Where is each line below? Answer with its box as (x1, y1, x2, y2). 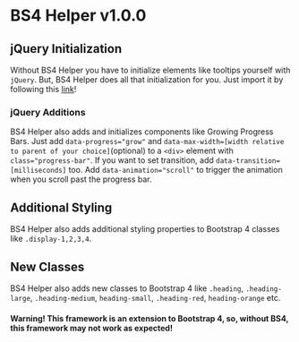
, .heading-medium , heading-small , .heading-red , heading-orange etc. (30, 292, 281, 303)
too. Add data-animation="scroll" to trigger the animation (68, 165, 283, 175)
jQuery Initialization (10, 41, 123, 56)
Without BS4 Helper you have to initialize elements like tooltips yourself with (10, 64, 291, 75)
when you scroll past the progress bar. (10, 174, 152, 184)
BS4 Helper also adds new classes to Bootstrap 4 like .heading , (10, 283, 244, 294)
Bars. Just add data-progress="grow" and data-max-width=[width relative (10, 136, 285, 147)
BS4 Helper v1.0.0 (10, 5, 147, 26)
